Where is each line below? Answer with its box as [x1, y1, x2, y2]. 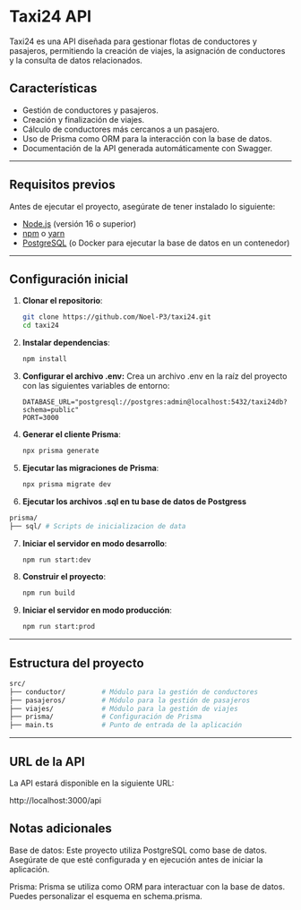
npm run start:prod [21, 622, 96, 631]
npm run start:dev [21, 555, 91, 564]
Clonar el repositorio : [21, 296, 103, 306]
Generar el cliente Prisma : [21, 429, 121, 440]
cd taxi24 [21, 321, 60, 331]
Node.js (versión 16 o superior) [21, 218, 137, 229]
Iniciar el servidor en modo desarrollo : [21, 537, 168, 548]
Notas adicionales [9, 821, 112, 837]
